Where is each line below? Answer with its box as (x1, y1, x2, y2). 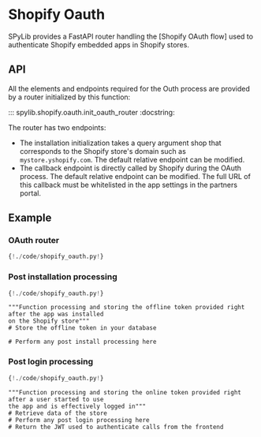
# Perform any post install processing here (8, 338, 157, 346)
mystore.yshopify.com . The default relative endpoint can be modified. (19, 155, 245, 164)
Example (8, 211, 52, 225)
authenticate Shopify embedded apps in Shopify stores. (8, 39, 189, 49)
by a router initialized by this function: (8, 92, 131, 102)
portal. (19, 188, 42, 198)
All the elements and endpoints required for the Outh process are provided (8, 84, 251, 93)
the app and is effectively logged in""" (8, 402, 147, 410)
